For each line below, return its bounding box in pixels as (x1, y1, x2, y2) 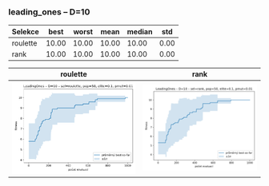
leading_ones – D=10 (8, 6, 90, 18)
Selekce (11, 26, 40, 36)
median (126, 26, 153, 36)
